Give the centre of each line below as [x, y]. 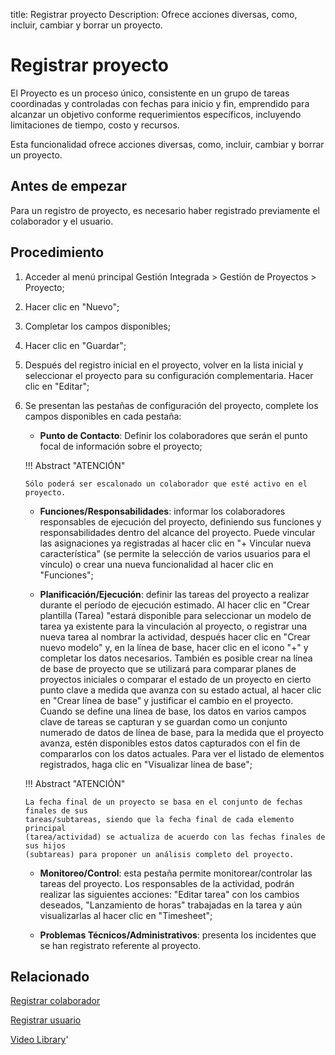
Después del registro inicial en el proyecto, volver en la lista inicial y [164, 365]
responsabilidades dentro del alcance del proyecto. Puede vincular [177, 532]
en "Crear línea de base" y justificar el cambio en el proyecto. [166, 700]
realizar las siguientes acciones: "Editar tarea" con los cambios [169, 894]
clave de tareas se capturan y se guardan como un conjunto [163, 721]
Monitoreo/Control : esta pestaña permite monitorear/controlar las [176, 873]
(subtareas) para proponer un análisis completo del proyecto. [159, 854]
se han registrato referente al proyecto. [120, 945]
